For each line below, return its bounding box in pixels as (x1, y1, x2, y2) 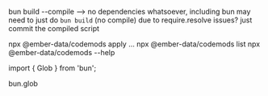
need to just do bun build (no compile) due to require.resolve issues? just (8, 15, 253, 25)
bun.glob (8, 79, 39, 88)
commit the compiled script (8, 24, 99, 33)
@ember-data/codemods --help (8, 48, 115, 57)
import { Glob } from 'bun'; (8, 63, 97, 73)
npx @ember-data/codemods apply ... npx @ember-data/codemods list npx (8, 39, 261, 49)
